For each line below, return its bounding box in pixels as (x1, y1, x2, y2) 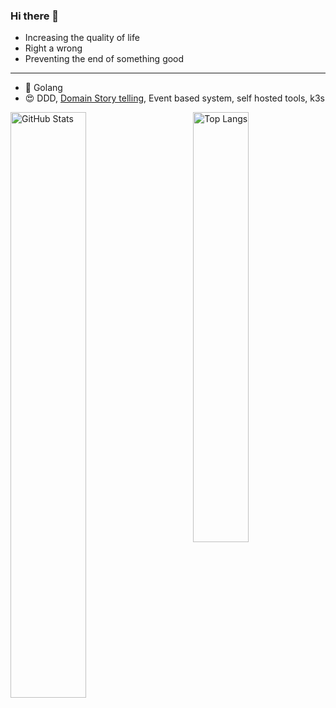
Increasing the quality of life (24, 32, 140, 44)
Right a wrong (24, 42, 83, 54)
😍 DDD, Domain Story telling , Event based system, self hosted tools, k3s (24, 92, 325, 104)
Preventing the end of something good (24, 53, 185, 65)
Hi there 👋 (10, 9, 60, 23)
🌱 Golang (24, 82, 63, 94)
